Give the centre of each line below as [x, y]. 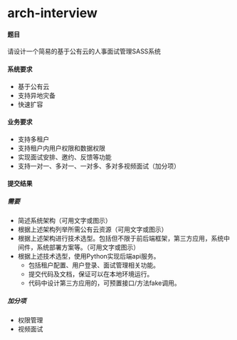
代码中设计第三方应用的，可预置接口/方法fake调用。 [104, 283]
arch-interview [52, 13]
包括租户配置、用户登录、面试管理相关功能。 [94, 265]
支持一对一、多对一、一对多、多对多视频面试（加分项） [99, 166]
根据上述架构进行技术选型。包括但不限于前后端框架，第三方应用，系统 [121, 239]
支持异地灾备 [36, 95]
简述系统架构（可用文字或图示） [64, 221]
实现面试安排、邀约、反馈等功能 [64, 157]
